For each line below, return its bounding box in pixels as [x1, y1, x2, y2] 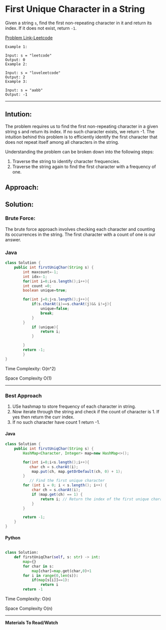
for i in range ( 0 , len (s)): [23, 573, 79, 578]
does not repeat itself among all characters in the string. [5, 139, 120, 145]
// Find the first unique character [29, 478, 105, 483]
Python [5, 534, 21, 541]
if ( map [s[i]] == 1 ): [31, 577, 70, 583]
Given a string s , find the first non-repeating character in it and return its [5, 20, 152, 26]
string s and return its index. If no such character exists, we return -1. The [5, 128, 155, 134]
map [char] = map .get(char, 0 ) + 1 [31, 569, 92, 573]
